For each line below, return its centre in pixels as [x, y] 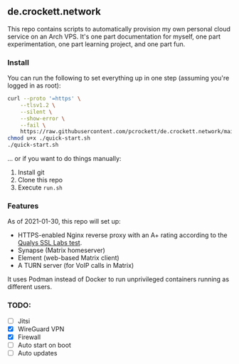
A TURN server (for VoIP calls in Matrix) [76, 266]
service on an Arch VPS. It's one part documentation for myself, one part [114, 36]
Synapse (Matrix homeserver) [61, 250]
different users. [30, 287]
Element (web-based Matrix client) [68, 258]
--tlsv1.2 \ [38, 105]
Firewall [29, 337]
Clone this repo [40, 180]
